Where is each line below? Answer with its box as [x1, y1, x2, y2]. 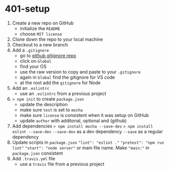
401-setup [5, 3, 50, 15]
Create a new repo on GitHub [12, 20, 74, 26]
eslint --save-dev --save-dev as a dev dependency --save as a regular [12, 128, 163, 134]
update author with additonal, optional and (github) [19, 117, 127, 124]
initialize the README [19, 25, 60, 31]
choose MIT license [19, 31, 62, 37]
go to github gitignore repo [19, 52, 77, 59]
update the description [19, 101, 68, 107]
